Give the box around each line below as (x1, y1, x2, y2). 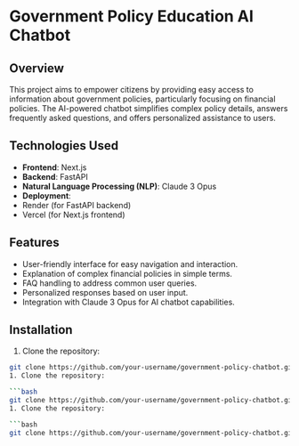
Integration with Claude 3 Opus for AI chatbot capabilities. (21, 296, 236, 307)
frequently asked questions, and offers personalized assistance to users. (9, 113, 276, 123)
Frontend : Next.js (21, 162, 87, 173)
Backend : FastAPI (21, 171, 89, 182)
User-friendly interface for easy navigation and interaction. (21, 258, 238, 269)
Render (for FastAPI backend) (21, 199, 132, 210)
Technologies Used (9, 138, 118, 153)
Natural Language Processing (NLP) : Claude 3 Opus (21, 181, 217, 191)
